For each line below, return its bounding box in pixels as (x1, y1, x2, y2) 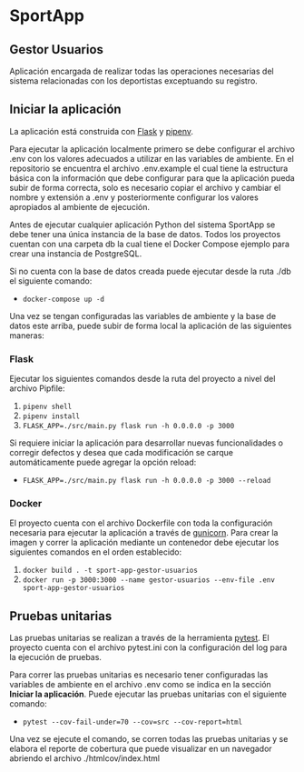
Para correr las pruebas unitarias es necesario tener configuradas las (9, 669, 269, 680)
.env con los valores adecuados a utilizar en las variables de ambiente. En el (9, 153, 295, 164)
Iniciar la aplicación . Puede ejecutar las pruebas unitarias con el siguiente (9, 688, 288, 700)
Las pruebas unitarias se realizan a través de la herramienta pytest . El (9, 633, 270, 644)
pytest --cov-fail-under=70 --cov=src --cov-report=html (22, 717, 243, 727)
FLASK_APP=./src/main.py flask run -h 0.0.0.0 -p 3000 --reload (22, 476, 271, 486)
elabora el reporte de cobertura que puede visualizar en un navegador (9, 743, 272, 755)
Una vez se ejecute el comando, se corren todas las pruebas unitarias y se (9, 734, 289, 745)
